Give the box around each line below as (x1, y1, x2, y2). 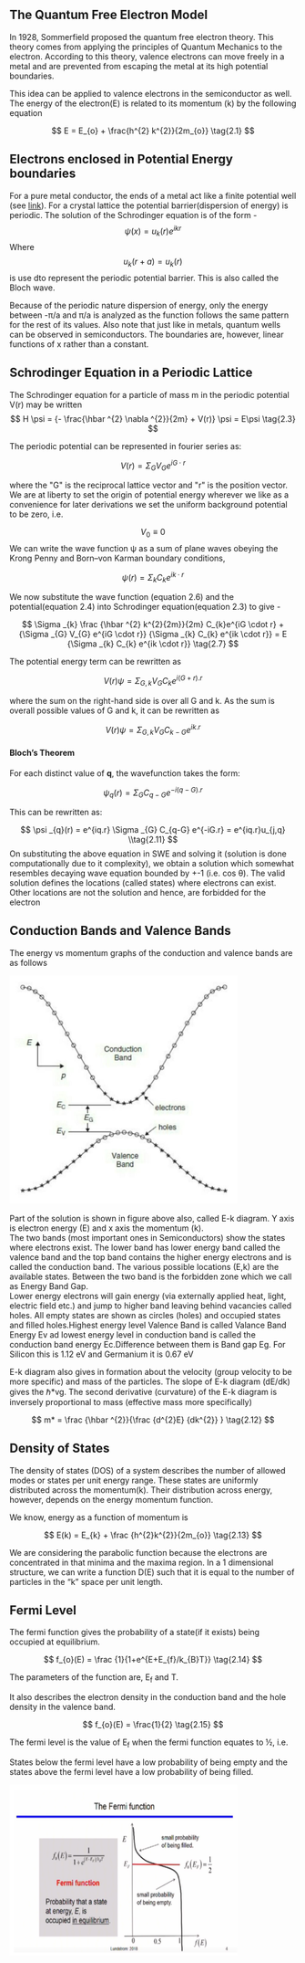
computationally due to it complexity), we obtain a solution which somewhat (9, 857, 294, 868)
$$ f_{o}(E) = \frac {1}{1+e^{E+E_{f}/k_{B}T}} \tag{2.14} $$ (43, 1654, 263, 1665)
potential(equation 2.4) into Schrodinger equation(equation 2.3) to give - (9, 602, 281, 613)
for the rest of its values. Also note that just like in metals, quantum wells (9, 319, 280, 330)
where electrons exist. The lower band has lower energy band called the (9, 1242, 280, 1253)
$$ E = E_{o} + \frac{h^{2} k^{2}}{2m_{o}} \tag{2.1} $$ (51, 125, 255, 136)
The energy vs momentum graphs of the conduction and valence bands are (9, 947, 293, 958)
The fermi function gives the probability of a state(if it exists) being (9, 1627, 260, 1638)
